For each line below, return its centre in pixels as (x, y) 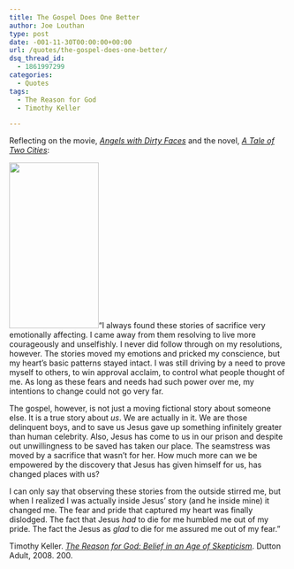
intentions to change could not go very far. (87, 391)
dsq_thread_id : (37, 58)
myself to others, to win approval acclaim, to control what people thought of (147, 373)
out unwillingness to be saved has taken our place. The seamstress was (140, 446)
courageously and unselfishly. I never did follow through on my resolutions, (146, 344)
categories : (31, 75)
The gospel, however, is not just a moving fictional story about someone (140, 409)
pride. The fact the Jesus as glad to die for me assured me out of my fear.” (145, 529)
